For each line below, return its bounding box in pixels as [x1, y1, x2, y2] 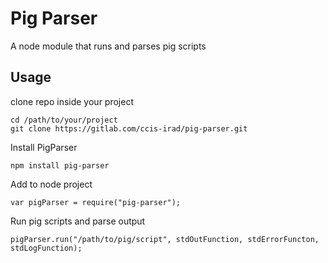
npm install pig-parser [10, 160, 110, 171]
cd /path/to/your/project [10, 115, 118, 125]
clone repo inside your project [10, 95, 134, 107]
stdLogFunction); [10, 243, 83, 253]
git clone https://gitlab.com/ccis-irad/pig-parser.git [10, 123, 248, 134]
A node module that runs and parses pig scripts [10, 40, 207, 52]
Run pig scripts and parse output [10, 215, 146, 227]
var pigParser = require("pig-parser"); [10, 197, 182, 207]
